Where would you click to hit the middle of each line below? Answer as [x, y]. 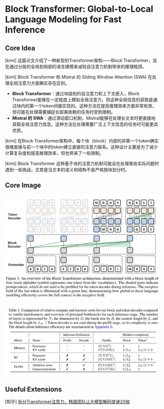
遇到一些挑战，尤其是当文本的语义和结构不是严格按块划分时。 [67, 170]
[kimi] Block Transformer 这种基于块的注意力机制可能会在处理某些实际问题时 [82, 164]
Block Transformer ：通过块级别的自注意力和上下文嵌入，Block [76, 94]
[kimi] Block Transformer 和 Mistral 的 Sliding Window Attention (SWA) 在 [79, 77]
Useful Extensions [34, 389]
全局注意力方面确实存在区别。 [39, 83]
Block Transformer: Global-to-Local [79, 9]
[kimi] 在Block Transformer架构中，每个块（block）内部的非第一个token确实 [82, 141]
